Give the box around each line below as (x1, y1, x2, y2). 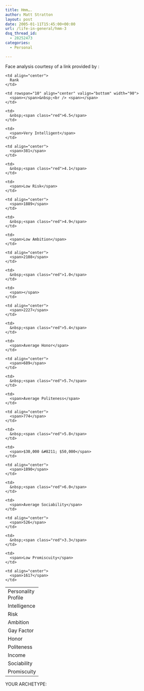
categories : (5, 40, 30, 45)
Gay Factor (8, 627, 34, 634)
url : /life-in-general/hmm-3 (5, 26, 67, 31)
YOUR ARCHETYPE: (5, 681, 47, 687)
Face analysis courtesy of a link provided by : (5, 63, 100, 69)
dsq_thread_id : (5, 31, 37, 36)
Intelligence (8, 602, 35, 609)
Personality (8, 587, 35, 594)
